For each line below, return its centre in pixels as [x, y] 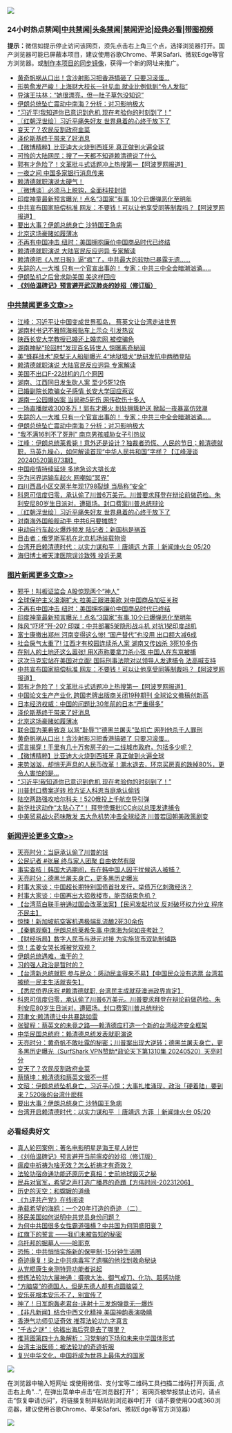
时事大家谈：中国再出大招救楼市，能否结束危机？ [87, 896]
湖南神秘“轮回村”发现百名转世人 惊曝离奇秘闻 [81, 348]
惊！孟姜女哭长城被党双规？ [57, 948]
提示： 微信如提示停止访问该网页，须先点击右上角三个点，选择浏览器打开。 [113, 46]
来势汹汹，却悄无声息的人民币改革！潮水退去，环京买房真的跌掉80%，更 [121, 764]
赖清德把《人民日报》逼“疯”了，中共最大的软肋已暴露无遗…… [104, 260]
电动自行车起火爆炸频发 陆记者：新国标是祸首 [81, 529]
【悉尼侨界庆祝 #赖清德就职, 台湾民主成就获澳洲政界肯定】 [100, 991]
